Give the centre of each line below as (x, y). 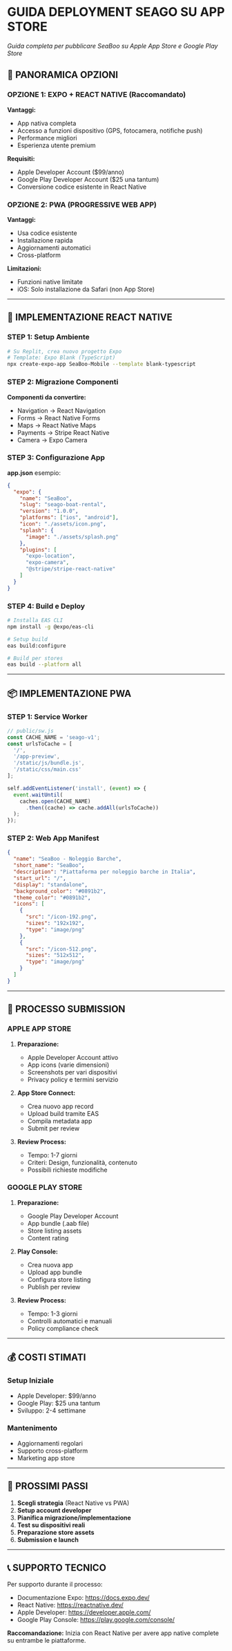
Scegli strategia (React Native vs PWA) (73, 1503)
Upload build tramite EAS (63, 1113)
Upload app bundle (55, 1272)
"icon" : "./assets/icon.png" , (63, 524)
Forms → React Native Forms (59, 418)
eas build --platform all (44, 664)
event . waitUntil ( (38, 795)
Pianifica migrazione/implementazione (74, 1518)
